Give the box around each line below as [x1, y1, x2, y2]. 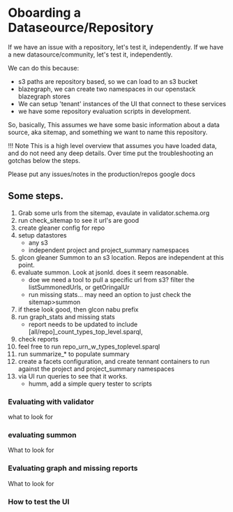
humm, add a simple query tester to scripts [28, 379, 152, 388]
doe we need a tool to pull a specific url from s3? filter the [28, 275, 195, 284]
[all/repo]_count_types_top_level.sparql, [28, 327, 143, 336]
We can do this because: [8, 64, 80, 72]
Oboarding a [8, 5, 81, 21]
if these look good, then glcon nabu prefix [17, 305, 139, 314]
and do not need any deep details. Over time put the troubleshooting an [8, 149, 213, 157]
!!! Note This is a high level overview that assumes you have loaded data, [8, 141, 217, 149]
